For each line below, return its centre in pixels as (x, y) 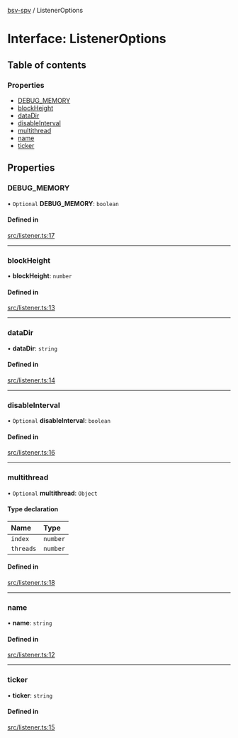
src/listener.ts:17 (31, 235)
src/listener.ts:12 (31, 655)
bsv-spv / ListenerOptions (45, 10)
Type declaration (33, 509)
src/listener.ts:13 (31, 308)
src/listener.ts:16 (31, 453)
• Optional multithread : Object (52, 493)
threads (24, 549)
